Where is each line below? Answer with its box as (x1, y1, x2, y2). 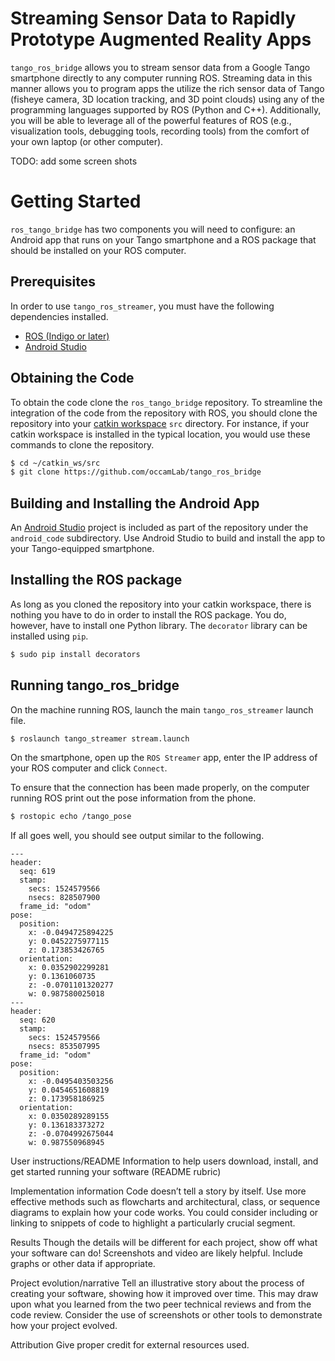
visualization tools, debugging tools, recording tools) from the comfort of (10, 125, 310, 137)
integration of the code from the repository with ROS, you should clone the (10, 407, 318, 419)
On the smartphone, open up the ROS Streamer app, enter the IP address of (10, 752, 318, 764)
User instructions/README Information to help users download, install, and (10, 1155, 319, 1167)
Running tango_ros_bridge (10, 677, 180, 694)
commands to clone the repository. (10, 438, 155, 451)
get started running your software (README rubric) (10, 1166, 222, 1178)
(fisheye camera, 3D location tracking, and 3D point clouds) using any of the (10, 93, 325, 105)
